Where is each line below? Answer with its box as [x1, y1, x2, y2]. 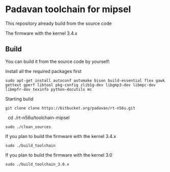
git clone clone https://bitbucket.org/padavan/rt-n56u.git [5, 106, 136, 111]
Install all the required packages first [5, 68, 82, 74]
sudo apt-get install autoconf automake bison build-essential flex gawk [5, 78, 165, 83]
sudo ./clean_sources [5, 124, 51, 129]
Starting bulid [5, 95, 34, 102]
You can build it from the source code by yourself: [5, 58, 110, 64]
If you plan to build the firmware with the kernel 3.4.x [5, 133, 116, 139]
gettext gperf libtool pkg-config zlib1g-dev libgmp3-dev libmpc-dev [5, 82, 156, 87]
